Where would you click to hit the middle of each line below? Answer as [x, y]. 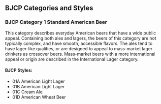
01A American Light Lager [38, 81]
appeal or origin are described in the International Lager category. [72, 59]
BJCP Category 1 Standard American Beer [56, 22]
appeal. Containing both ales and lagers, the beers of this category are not [81, 38]
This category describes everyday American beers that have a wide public [80, 33]
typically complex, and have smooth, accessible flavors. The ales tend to [79, 43]
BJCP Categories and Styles [49, 8]
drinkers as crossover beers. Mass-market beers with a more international [80, 54]
